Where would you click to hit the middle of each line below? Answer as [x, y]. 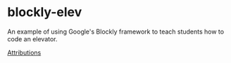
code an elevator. [32, 38]
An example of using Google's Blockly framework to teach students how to [115, 31]
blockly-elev [45, 12]
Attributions [24, 52]
